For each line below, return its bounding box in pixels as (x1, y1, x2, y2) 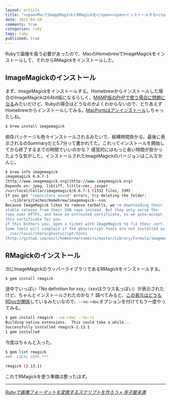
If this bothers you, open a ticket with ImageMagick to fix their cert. (5, 222, 165, 227)
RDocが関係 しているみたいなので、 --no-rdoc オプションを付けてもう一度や (5, 298, 161, 304)
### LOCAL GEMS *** (5, 354, 49, 359)
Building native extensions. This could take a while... (5, 320, 131, 325)
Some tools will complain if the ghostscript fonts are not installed (5, 226, 158, 231)
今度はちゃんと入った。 (5, 339, 54, 345)
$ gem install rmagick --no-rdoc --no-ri (5, 315, 95, 320)
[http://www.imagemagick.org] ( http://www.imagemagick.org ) (5, 179, 133, 184)
